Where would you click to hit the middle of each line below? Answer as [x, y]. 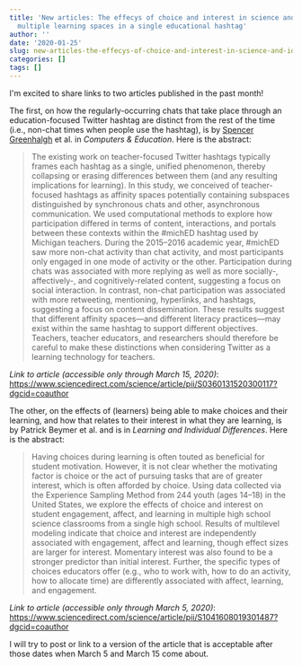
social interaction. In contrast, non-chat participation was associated [158, 290]
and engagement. [64, 590]
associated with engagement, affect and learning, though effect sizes [160, 542]
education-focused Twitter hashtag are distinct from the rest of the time [142, 120]
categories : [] [38, 59]
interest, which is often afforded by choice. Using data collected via [156, 485]
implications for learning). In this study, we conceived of [135, 185]
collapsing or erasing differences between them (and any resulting [155, 175]
